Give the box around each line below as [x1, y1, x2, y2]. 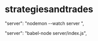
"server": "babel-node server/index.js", [5, 30, 87, 36]
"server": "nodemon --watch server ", [5, 20, 85, 26]
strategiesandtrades [5, 4, 93, 15]
